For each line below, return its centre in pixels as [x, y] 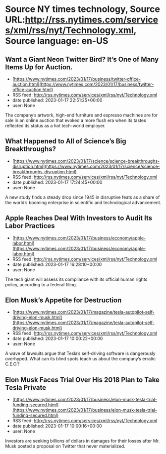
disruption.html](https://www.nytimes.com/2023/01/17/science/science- [86, 166]
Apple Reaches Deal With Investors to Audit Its [79, 218]
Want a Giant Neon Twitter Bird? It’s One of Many [82, 59]
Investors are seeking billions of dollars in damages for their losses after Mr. [83, 441]
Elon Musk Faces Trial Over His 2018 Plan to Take [83, 380]
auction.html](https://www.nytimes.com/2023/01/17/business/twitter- [83, 84]
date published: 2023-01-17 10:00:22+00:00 [57, 339]
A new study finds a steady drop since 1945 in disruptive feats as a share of [83, 197]
